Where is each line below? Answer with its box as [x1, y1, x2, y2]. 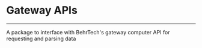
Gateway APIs [6, 4, 78, 17]
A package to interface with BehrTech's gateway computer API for [6, 28, 170, 36]
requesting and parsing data [6, 35, 76, 42]
